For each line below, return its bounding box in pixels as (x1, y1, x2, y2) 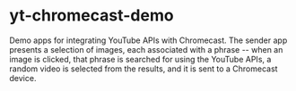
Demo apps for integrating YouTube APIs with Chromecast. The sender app (9, 35, 288, 45)
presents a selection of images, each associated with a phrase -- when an (9, 44, 283, 54)
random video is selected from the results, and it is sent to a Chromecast (9, 63, 278, 74)
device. (9, 72, 37, 83)
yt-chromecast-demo (9, 5, 174, 26)
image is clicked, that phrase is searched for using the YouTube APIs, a (9, 54, 272, 64)
